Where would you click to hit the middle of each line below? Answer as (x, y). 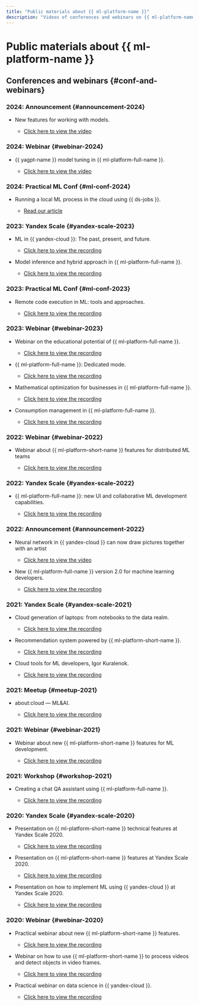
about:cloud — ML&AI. (42, 703)
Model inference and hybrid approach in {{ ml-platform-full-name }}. (98, 262)
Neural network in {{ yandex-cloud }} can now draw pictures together (99, 542)
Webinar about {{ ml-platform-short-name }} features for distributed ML (102, 450)
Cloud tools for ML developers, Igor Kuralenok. (72, 664)
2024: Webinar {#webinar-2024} (55, 147)
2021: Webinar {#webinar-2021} (53, 730)
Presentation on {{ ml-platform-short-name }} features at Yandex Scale (101, 858)
